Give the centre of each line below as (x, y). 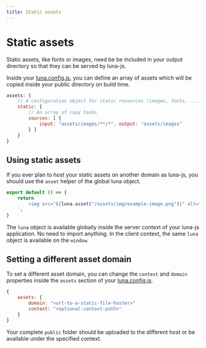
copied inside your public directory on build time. (68, 84)
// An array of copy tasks (63, 113)
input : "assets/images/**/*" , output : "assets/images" (111, 124)
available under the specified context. (54, 338)
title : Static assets (34, 12)
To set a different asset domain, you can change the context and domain (97, 274)
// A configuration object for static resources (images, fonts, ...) (109, 101)
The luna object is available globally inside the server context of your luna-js (103, 227)
